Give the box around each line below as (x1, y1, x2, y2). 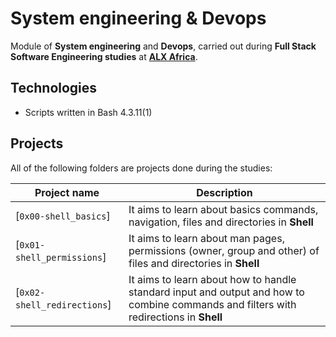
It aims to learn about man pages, (128, 231, 285, 245)
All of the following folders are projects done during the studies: (10, 162, 273, 174)
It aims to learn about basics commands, (128, 202, 319, 216)
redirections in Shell (128, 310, 223, 324)
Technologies (10, 80, 98, 97)
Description (196, 185, 253, 199)
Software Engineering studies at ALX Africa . (10, 50, 198, 62)
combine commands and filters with (128, 297, 297, 311)
